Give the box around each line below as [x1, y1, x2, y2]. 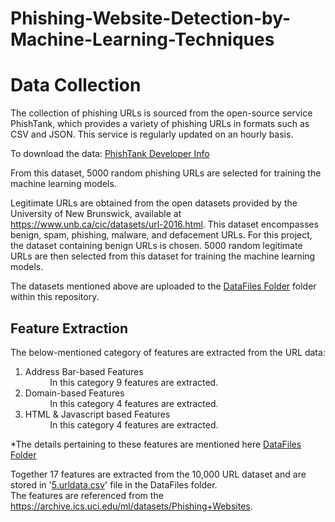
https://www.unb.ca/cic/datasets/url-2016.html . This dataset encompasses [10, 218, 319, 231]
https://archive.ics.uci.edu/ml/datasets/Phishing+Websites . [10, 500, 253, 512]
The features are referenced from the [10, 489, 164, 501]
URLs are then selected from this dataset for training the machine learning [10, 250, 316, 262]
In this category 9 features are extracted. [49, 376, 219, 388]
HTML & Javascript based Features [24, 408, 171, 420]
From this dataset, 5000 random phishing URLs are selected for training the [10, 167, 322, 179]
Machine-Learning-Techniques [10, 28, 275, 51]
